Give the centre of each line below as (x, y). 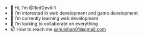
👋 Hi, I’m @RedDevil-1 (33, 8)
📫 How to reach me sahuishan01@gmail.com (58, 29)
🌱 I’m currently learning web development (54, 18)
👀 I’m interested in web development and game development (74, 13)
